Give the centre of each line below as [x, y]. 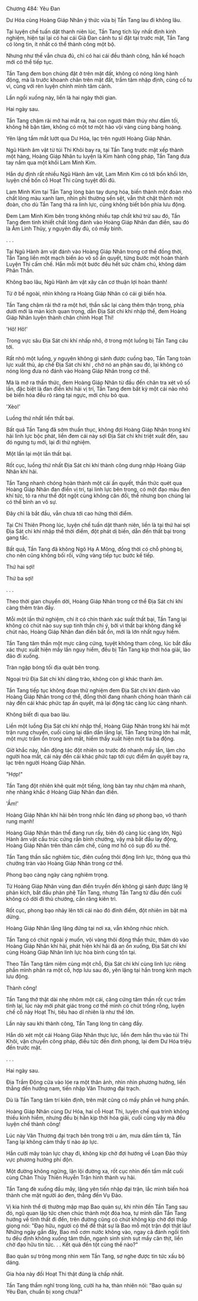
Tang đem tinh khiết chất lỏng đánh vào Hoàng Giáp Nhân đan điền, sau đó [98, 222]
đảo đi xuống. [23, 656]
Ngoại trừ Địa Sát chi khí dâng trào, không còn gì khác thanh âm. [85, 679]
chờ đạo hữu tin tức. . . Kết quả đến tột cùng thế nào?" [72, 1245]
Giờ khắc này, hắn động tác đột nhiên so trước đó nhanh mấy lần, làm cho [96, 750]
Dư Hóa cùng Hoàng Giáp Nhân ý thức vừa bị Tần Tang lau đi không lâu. [94, 20]
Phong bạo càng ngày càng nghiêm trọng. [58, 875]
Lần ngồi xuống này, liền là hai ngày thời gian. [61, 98]
